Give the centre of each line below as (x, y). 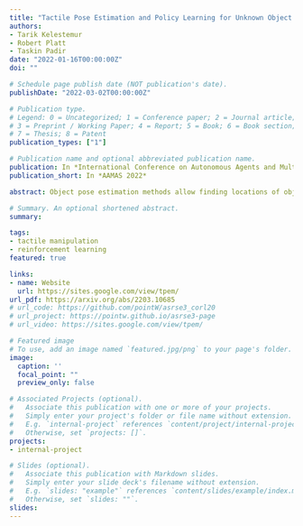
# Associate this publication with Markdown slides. (115, 475)
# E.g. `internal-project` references (87, 424)
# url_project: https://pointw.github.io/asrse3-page (113, 317)
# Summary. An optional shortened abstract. (94, 208)
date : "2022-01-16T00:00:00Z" (66, 60)
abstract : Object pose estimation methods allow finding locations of (145, 192)
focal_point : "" (48, 374)
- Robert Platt (38, 43)
